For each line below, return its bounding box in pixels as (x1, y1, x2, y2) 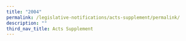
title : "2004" (6, 8, 42, 15)
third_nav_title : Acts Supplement (6, 25, 94, 32)
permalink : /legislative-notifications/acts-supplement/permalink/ (6, 14, 181, 20)
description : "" (6, 20, 47, 26)
